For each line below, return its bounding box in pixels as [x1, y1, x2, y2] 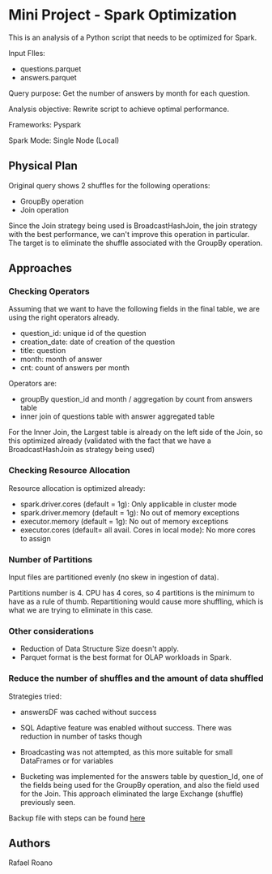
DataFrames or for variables [19, 756, 113, 765]
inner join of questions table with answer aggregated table [19, 411, 215, 421]
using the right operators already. [8, 312, 120, 322]
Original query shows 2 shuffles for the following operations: [8, 180, 210, 190]
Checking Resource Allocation [8, 465, 131, 476]
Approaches [8, 261, 73, 275]
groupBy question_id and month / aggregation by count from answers [19, 394, 253, 404]
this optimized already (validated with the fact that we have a [8, 436, 212, 446]
